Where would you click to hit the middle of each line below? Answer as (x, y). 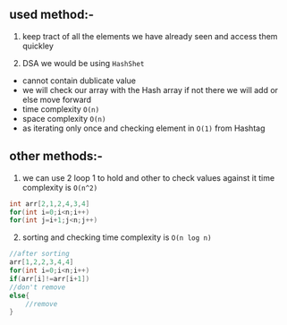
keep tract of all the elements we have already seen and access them (150, 36)
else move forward (57, 99)
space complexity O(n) (64, 118)
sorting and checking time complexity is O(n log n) (117, 237)
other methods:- (56, 156)
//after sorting (39, 254)
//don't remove (38, 287)
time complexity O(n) (61, 109)
